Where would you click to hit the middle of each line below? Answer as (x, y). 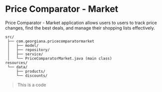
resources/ (16, 62)
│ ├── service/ (25, 54)
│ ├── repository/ (29, 50)
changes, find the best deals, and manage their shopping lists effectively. (80, 28)
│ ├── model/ (23, 45)
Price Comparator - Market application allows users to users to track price (81, 23)
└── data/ (17, 67)
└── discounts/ (32, 76)
